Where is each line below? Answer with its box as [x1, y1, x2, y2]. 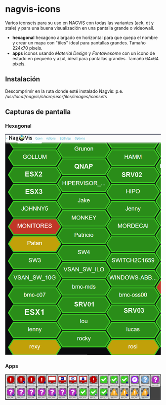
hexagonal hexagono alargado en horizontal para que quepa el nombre [12, 35, 158, 40]
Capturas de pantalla [5, 108, 71, 116]
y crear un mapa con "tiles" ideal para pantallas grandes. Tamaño [12, 39, 146, 45]
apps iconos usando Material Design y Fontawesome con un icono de [12, 50, 155, 56]
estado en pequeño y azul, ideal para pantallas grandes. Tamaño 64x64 [12, 55, 159, 61]
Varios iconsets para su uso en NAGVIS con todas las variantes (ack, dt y [5, 20, 154, 26]
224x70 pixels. [12, 45, 43, 51]
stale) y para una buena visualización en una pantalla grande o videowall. [5, 25, 155, 31]
